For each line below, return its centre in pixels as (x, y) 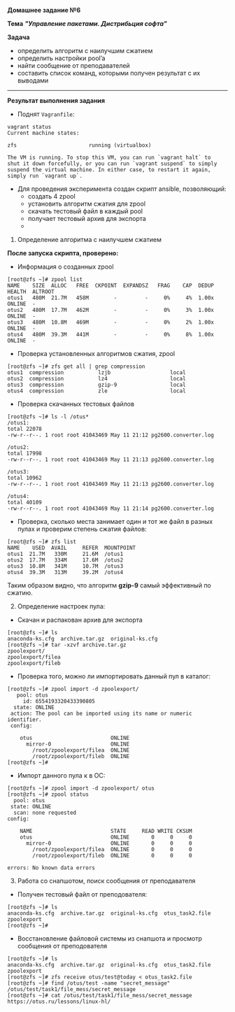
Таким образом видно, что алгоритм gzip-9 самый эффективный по (109, 585)
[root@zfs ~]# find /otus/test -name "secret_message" (89, 983)
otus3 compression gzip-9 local (97, 385)
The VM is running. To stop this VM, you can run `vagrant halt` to (109, 157)
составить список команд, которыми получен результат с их (109, 73)
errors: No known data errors (51, 868)
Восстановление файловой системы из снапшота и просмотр (110, 939)
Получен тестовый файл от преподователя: (82, 894)
